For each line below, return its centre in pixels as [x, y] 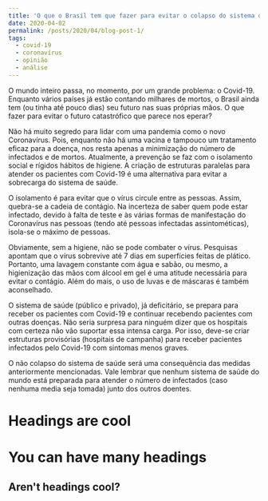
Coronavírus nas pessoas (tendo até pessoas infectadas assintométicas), [129, 223]
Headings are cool [70, 421]
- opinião [32, 61]
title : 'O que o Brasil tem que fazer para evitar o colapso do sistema [132, 16]
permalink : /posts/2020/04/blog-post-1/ [77, 30]
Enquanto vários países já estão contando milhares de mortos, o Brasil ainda [134, 99]
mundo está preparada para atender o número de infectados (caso [118, 380]
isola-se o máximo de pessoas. [59, 232]
